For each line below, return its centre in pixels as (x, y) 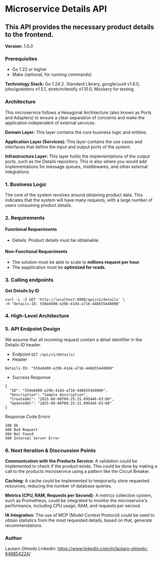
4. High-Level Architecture (37, 316)
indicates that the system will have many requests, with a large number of (79, 200)
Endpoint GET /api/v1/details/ (44, 354)
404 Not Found (19, 434)
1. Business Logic (26, 184)
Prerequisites (21, 58)
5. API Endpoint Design (33, 329)
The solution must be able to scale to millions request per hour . (76, 262)
